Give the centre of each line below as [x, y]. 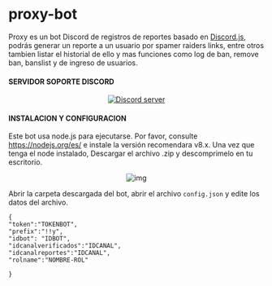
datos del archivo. [39, 202]
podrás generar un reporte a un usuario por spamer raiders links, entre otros [136, 45]
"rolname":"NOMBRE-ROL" [49, 260]
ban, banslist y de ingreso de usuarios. [73, 63]
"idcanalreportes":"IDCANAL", [60, 253]
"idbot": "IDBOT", [39, 239]
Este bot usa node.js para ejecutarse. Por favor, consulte [103, 136]
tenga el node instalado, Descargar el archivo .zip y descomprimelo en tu [131, 154]
